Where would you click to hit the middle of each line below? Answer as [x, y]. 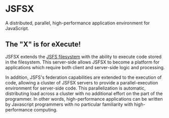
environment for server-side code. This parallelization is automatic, [76, 88]
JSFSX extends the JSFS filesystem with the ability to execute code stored [83, 56]
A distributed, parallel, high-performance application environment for [78, 23]
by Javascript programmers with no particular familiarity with [69, 104]
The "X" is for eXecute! [43, 45]
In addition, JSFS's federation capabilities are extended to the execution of [83, 77]
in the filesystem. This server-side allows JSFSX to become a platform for [82, 62]
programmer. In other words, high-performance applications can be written [84, 99]
